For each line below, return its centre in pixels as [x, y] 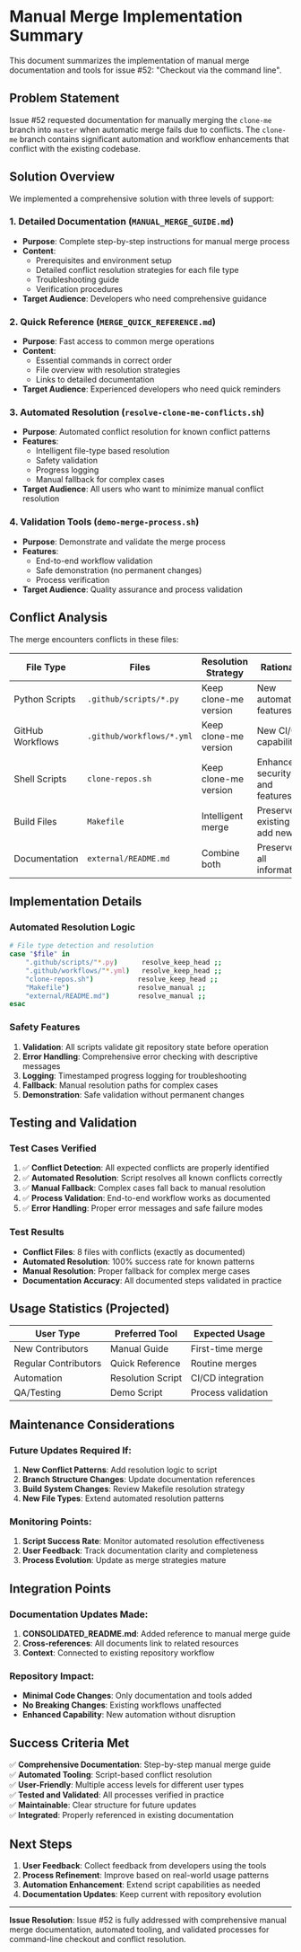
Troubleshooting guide [77, 279]
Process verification [73, 579]
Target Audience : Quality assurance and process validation [133, 589]
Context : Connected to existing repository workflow [118, 1653]
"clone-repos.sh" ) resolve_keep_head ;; [122, 979]
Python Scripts [45, 699]
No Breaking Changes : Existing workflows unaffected [122, 1705]
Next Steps [41, 1844]
